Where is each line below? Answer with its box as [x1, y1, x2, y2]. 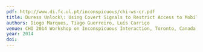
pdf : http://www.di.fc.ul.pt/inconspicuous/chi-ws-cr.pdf [6, 8, 155, 15]
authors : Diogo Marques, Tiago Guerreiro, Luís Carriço [6, 20, 150, 26]
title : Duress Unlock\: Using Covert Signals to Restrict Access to [6, 14, 182, 20]
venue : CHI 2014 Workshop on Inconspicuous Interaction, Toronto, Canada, [6, 25, 199, 32]
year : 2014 [6, 31, 34, 37]
